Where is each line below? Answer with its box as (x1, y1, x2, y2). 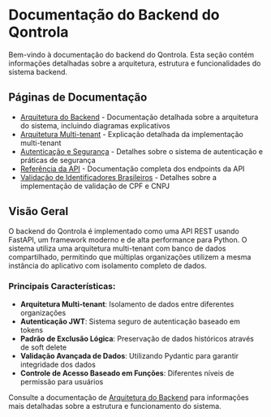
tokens (19, 325, 43, 334)
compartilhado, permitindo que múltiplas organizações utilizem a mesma (8, 251, 252, 261)
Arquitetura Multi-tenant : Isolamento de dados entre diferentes (19, 299, 234, 309)
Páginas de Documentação (8, 91, 148, 105)
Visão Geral (8, 204, 69, 218)
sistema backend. (8, 67, 67, 76)
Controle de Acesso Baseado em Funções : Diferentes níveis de (19, 368, 234, 378)
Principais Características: (8, 281, 116, 292)
